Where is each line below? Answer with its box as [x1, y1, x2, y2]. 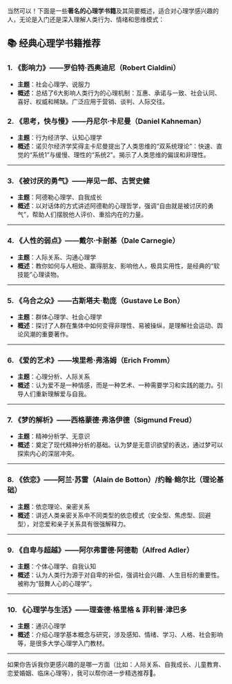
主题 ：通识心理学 [17, 622, 66, 630]
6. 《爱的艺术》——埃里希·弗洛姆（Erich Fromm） [7, 355, 175, 365]
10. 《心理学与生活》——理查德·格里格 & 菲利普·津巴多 [7, 604, 188, 614]
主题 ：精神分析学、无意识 [17, 432, 90, 441]
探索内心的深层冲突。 [17, 450, 78, 458]
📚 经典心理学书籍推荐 [7, 37, 101, 49]
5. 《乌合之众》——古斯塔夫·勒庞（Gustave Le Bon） [7, 295, 184, 305]
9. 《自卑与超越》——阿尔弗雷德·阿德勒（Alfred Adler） [7, 545, 194, 555]
